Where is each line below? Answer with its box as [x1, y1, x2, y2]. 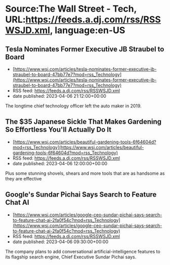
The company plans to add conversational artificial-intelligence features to [5, 248, 160, 254]
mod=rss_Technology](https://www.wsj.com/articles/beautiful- [12, 144, 144, 150]
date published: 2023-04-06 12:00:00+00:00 [12, 160, 108, 166]
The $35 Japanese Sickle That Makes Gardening [5, 118, 162, 126]
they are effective [5, 175, 42, 181]
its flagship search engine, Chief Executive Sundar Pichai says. [5, 254, 137, 260]
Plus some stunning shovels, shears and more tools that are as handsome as [5, 170, 165, 176]
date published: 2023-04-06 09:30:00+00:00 [12, 239, 109, 245]
